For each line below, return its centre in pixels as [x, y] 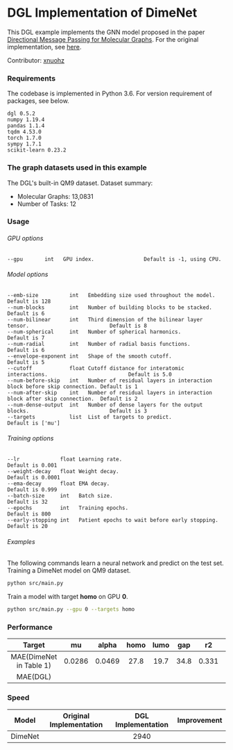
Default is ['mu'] [34, 423]
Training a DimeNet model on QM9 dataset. [69, 571]
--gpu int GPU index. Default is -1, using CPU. [114, 259]
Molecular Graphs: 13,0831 [55, 196]
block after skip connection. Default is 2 [72, 399]
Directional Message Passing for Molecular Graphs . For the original [103, 39]
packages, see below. [38, 101]
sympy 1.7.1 [24, 144]
